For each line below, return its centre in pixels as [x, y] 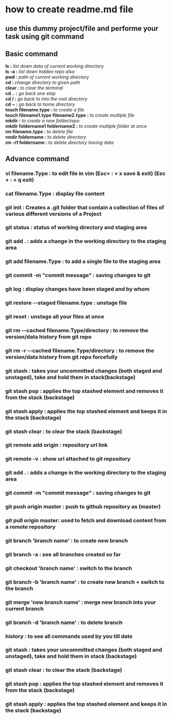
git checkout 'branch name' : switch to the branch [69, 568]
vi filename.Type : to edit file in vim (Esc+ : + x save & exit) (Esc [85, 173]
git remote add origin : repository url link [56, 445]
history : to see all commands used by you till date [69, 636]
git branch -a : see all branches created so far [63, 554]
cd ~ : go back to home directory [40, 104]
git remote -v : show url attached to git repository [68, 459]
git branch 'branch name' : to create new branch [67, 540]
